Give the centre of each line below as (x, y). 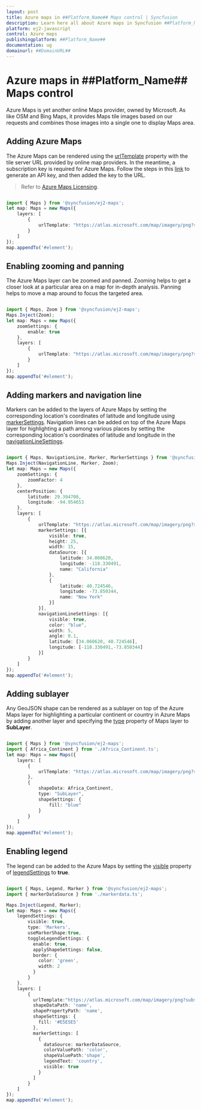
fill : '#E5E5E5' (58, 1022)
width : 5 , (61, 630)
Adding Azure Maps (44, 142)
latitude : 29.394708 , (55, 497)
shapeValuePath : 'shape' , (75, 1056)
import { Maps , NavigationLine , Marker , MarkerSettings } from (87, 458)
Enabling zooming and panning (65, 266)
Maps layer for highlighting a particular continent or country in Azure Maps (98, 715)
